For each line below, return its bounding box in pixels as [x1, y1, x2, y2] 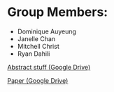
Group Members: [7, 4, 108, 20]
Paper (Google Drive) [7, 76, 69, 84]
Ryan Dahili [17, 49, 50, 58]
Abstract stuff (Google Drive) [7, 63, 91, 71]
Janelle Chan [17, 34, 56, 43]
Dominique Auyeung [17, 27, 77, 36]
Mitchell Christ [17, 42, 59, 50]
